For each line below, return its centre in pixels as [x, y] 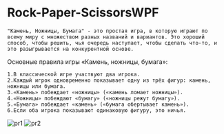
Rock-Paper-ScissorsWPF [83, 13]
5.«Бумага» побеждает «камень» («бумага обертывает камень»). [98, 104]
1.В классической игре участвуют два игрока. [73, 74]
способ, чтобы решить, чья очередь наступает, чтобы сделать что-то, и [112, 43]
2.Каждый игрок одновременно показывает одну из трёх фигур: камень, [109, 80]
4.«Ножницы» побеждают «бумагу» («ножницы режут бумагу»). [94, 98]
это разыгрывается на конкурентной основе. [71, 49]
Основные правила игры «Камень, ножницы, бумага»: [88, 62]
